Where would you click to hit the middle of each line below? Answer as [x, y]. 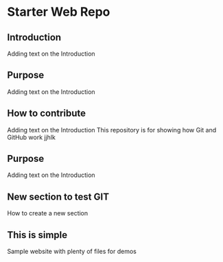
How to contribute [47, 114]
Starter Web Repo [59, 12]
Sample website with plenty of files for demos [72, 252]
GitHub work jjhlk [32, 137]
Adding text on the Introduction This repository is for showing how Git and [112, 130]
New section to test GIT [58, 196]
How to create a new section [48, 213]
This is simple [37, 235]
